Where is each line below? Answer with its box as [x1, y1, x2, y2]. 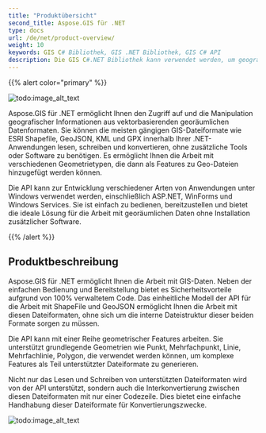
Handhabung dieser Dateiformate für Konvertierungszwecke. [8, 400, 207, 409]
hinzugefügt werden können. [8, 168, 103, 177]
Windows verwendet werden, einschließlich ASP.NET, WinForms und [8, 191, 233, 201]
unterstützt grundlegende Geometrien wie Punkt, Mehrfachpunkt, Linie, [8, 342, 241, 352]
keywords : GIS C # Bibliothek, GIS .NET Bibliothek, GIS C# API [8, 48, 222, 56]
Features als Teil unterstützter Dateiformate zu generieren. [8, 359, 199, 369]
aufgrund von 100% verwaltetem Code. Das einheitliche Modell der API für [8, 293, 252, 303]
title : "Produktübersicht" [8, 11, 97, 20]
